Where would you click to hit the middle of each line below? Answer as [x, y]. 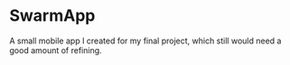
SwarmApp [52, 16]
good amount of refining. [56, 50]
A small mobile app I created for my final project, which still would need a [145, 41]
